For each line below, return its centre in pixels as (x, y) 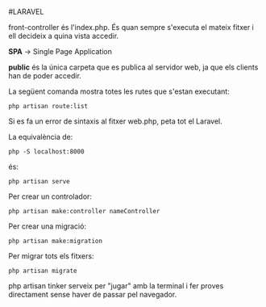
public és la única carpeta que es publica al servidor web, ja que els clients (133, 67)
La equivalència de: (41, 137)
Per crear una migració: (48, 226)
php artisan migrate (43, 271)
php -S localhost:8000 (46, 152)
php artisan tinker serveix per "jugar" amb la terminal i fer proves (116, 286)
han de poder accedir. (45, 76)
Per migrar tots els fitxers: (51, 256)
